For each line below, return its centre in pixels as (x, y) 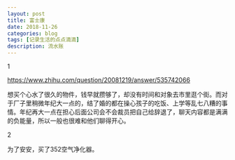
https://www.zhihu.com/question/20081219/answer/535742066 (99, 80)
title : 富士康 (26, 20)
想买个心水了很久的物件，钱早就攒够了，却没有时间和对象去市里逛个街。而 (114, 94)
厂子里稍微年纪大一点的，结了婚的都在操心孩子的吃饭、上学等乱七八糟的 (117, 103)
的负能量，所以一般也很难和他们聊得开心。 (69, 121)
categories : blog (33, 33)
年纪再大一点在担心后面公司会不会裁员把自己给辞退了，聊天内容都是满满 (123, 112)
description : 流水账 (36, 46)
